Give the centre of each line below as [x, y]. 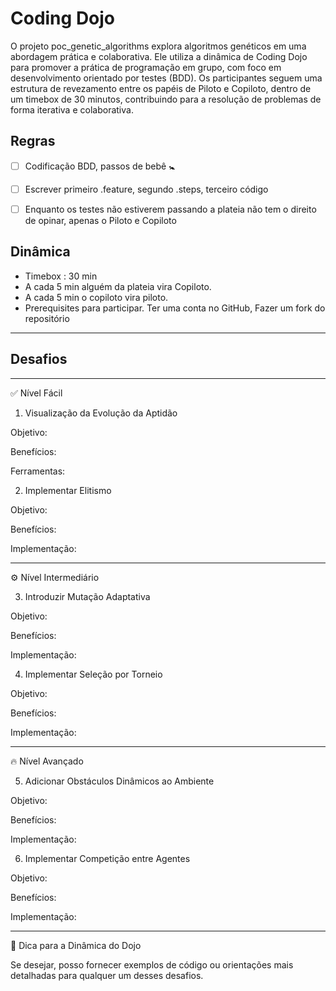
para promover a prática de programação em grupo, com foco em [146, 67]
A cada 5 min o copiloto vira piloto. [96, 297]
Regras [33, 141]
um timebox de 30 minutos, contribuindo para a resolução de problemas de [166, 99]
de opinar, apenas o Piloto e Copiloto [100, 220]
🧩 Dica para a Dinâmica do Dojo [76, 945]
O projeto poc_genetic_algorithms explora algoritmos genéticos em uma [158, 46]
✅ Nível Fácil [36, 393]
